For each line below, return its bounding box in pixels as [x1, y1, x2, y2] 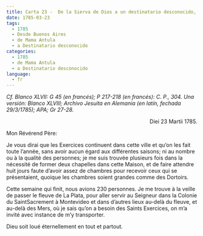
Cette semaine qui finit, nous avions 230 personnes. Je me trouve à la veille [6, 186, 196, 193]
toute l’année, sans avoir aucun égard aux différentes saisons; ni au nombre [6, 148, 195, 155]
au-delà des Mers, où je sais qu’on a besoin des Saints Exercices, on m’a [6, 204, 188, 212]
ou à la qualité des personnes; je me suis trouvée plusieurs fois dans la [6, 154, 183, 161]
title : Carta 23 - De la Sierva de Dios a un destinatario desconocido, [6, 8, 197, 15]
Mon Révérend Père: [6, 130, 58, 137]
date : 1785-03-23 [6, 15, 50, 21]
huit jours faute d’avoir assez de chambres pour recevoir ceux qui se [6, 167, 178, 175]
